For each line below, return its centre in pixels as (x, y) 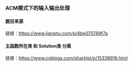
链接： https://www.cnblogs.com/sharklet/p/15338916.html (66, 58)
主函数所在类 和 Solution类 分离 (38, 46)
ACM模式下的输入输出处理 (38, 8)
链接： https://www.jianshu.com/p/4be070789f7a (57, 34)
